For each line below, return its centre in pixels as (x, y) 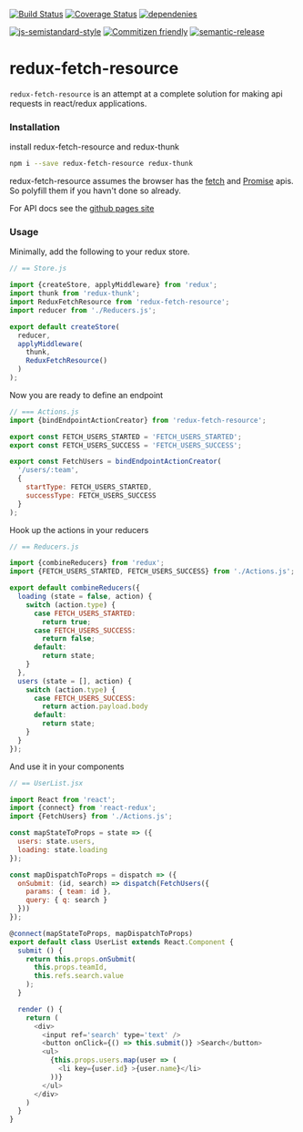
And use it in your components (67, 767)
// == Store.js (38, 269)
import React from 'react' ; (63, 799)
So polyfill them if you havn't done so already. (96, 190)
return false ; (69, 639)
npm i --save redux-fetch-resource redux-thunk (101, 164)
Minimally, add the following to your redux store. (100, 252)
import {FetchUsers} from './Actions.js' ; (91, 817)
